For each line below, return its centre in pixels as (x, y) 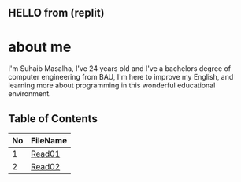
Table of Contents (53, 119)
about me (40, 47)
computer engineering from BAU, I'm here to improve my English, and (121, 77)
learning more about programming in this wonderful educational (112, 85)
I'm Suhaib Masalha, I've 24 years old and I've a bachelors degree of (119, 69)
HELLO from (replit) (56, 13)
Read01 (46, 154)
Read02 (46, 167)
